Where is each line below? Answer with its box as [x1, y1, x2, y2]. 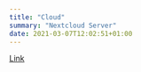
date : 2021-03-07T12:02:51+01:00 [9, 29, 133, 38]
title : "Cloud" [9, 12, 66, 22]
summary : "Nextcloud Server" [9, 21, 117, 30]
